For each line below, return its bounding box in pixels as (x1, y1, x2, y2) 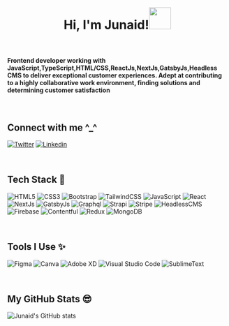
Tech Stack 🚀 (7, 174, 66, 186)
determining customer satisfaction (7, 86, 110, 94)
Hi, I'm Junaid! (64, 17, 149, 33)
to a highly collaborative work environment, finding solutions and (7, 78, 200, 87)
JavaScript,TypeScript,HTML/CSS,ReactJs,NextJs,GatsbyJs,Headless (7, 64, 218, 72)
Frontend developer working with (7, 56, 106, 64)
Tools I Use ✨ (7, 241, 66, 253)
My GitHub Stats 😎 (7, 293, 92, 305)
